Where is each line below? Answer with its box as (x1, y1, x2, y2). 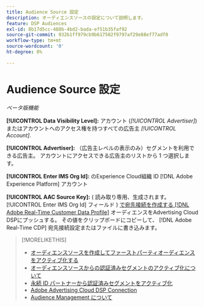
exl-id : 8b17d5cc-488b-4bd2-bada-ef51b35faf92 (6, 26, 127, 32)
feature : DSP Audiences (6, 20, 67, 26)
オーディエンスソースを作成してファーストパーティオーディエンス (30, 249, 195, 256)
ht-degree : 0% (6, 49, 43, 55)
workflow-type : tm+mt (6, 37, 62, 44)
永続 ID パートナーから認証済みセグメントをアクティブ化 (30, 279, 173, 287)
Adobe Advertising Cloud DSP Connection (30, 286, 137, 294)
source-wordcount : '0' (6, 44, 64, 50)
